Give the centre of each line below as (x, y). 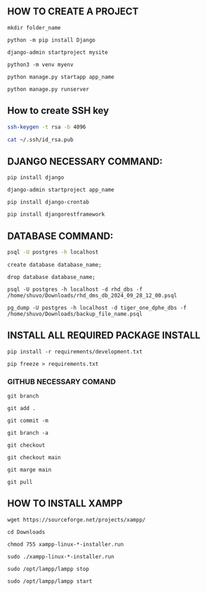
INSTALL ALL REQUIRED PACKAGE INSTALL (104, 335)
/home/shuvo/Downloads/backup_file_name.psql (75, 314)
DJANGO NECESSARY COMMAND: (85, 161)
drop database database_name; (52, 277)
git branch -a (28, 433)
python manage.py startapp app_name (61, 77)
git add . (22, 408)
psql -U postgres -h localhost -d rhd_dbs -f (75, 289)
